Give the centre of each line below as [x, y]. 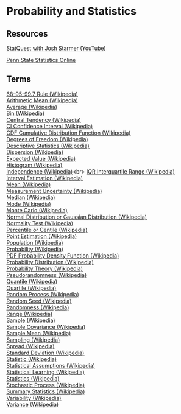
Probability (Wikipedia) [35, 249]
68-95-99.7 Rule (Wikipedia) [42, 94]
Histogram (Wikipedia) [34, 165]
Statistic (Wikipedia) [31, 359]
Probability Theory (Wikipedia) [45, 268]
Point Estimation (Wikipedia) [42, 236]
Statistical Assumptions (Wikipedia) [51, 365]
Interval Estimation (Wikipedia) [45, 178]
